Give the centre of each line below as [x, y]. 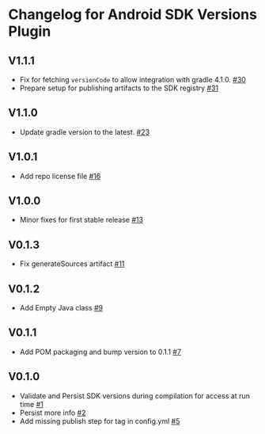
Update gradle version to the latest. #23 [85, 131]
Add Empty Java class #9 [61, 308]
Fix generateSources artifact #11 [72, 264]
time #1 [31, 404]
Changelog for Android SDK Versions [132, 15]
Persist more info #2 [53, 413]
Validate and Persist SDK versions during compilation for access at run [135, 396]
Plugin [30, 31]
